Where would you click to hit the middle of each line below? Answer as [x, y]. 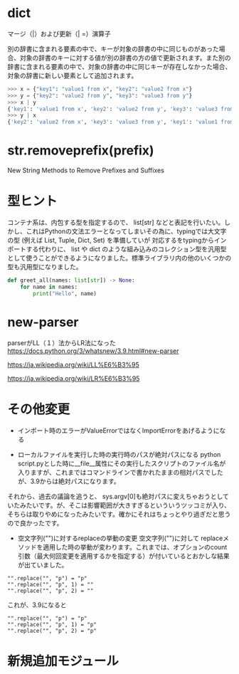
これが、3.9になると [37, 605]
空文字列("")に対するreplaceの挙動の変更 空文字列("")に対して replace [120, 538]
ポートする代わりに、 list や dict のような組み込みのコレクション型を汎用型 [117, 249]
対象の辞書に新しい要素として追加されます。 [73, 75]
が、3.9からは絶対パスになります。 [69, 481]
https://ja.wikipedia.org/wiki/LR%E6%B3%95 [74, 378]
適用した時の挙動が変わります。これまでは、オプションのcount [135, 547]
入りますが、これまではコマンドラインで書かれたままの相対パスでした [121, 472]
